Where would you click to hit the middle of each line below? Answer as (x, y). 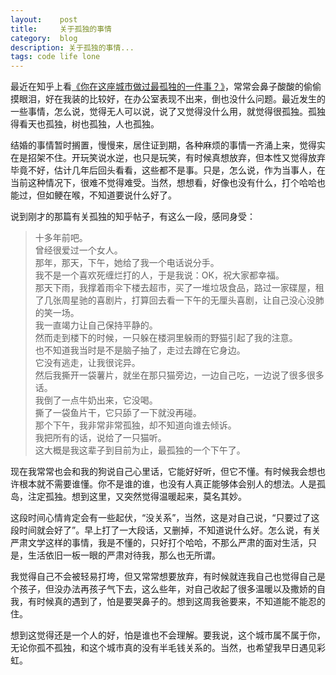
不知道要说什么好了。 (132, 195)
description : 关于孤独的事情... (72, 47)
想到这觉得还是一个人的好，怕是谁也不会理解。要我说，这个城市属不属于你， (168, 635)
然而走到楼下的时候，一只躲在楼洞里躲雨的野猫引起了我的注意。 (166, 338)
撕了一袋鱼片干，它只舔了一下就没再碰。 (118, 413)
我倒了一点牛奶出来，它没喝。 (96, 400)
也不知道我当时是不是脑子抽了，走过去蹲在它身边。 (140, 350)
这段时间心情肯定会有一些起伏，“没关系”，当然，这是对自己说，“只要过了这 (165, 518)
